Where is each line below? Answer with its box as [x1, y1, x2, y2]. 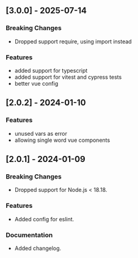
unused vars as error [14, 130, 68, 137]
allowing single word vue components [14, 136, 111, 144]
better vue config [14, 79, 59, 87]
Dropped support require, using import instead [14, 37, 132, 45]
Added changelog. [14, 245, 62, 252]
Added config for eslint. [14, 215, 74, 223]
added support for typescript [14, 67, 88, 74]
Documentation [5, 230, 53, 239]
